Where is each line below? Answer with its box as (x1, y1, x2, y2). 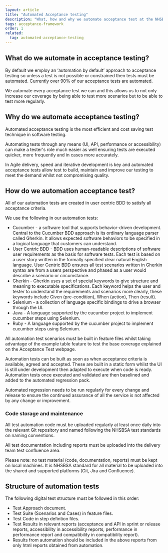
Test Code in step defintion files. (12, 516, 79, 522)
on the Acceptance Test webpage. (5, 346, 76, 352)
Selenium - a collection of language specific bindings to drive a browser (12, 299, 161, 305)
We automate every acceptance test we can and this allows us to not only (5, 87, 157, 93)
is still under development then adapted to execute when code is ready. (5, 366, 152, 373)
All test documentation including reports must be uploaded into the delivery (5, 442, 161, 448)
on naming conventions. (5, 432, 55, 438)
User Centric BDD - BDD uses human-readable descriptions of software (12, 246, 161, 252)
